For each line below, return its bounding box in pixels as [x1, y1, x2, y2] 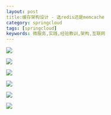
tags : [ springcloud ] [6, 25, 58, 31]
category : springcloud [6, 20, 62, 25]
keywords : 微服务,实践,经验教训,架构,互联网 [6, 31, 106, 37]
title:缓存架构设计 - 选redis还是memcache [6, 14, 105, 20]
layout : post [6, 8, 39, 15]
